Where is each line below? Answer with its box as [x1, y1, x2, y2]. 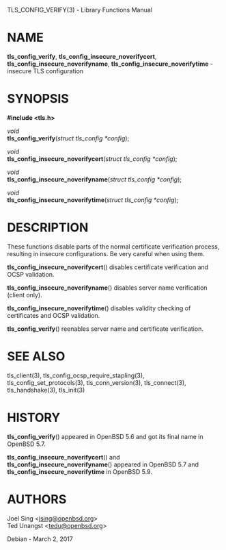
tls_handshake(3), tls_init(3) [7, 386, 85, 394]
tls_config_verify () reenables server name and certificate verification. [7, 325, 203, 333]
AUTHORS [7, 491, 67, 507]
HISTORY [7, 410, 61, 425]
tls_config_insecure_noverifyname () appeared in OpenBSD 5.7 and [7, 460, 199, 468]
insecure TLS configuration [7, 66, 84, 75]
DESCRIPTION [7, 220, 89, 236]
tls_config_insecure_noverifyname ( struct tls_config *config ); [7, 175, 182, 184]
